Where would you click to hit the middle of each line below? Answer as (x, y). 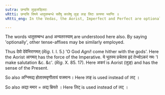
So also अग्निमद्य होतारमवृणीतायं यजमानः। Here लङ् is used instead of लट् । (72, 77)
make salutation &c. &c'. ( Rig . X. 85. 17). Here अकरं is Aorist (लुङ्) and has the (82, 63)
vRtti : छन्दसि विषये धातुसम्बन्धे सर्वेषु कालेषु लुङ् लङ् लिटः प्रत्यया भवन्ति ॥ (62, 14)
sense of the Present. (27, 68)
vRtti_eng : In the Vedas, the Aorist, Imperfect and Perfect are (73, 19)
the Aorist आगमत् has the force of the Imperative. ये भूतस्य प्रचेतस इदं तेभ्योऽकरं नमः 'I (82, 57)
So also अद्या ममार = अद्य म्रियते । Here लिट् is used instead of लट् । (67, 87)
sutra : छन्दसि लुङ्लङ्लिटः (26, 9)
